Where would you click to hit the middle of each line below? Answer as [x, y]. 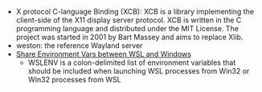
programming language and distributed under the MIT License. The [127, 28]
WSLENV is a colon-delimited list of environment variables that [132, 62]
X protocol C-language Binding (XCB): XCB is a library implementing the [135, 12]
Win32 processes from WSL [75, 80]
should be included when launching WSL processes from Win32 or [139, 71]
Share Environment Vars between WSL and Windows [103, 54]
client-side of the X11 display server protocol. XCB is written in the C [129, 20]
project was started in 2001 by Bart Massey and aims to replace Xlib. [129, 37]
